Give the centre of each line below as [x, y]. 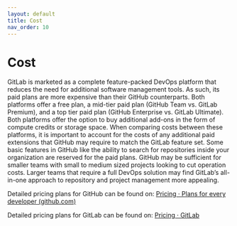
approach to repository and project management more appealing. [123, 180]
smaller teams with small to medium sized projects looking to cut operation [117, 165]
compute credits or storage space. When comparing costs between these [115, 127]
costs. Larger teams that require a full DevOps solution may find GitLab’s [113, 173]
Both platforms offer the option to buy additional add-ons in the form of [111, 120]
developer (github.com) [42, 201]
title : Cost [25, 21]
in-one [17, 180]
